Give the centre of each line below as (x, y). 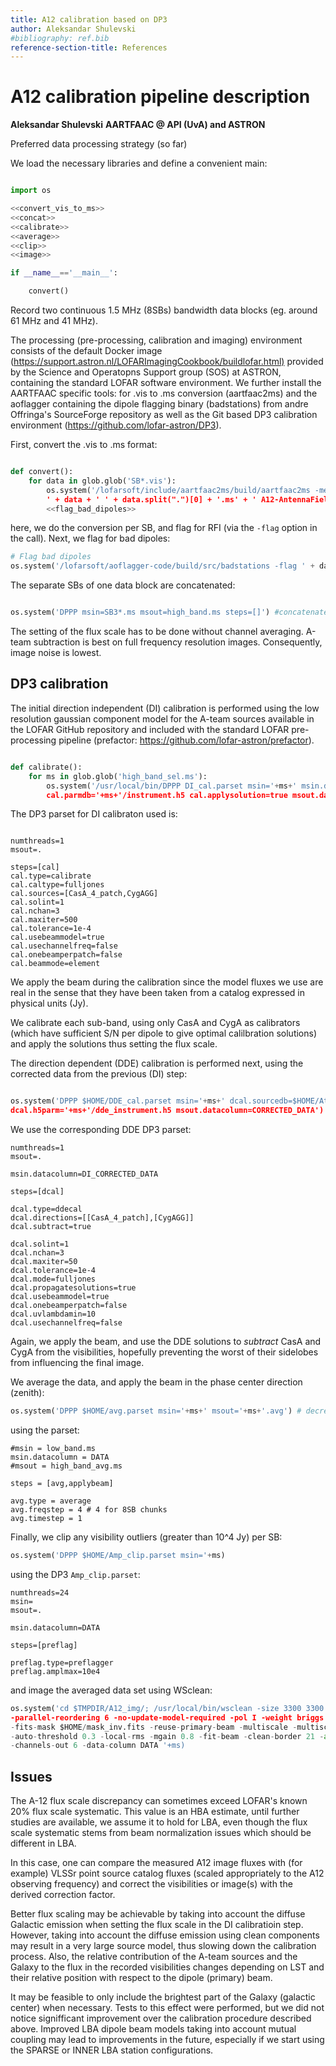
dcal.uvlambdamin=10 (53, 1314)
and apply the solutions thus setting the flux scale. (114, 1044)
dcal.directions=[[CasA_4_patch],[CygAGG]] (102, 1218)
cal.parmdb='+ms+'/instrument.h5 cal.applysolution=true (167, 795)
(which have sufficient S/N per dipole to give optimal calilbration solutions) (164, 1033)
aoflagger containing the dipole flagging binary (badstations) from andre (159, 404)
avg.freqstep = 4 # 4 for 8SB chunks (89, 1510)
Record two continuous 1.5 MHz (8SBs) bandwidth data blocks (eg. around (164, 310)
